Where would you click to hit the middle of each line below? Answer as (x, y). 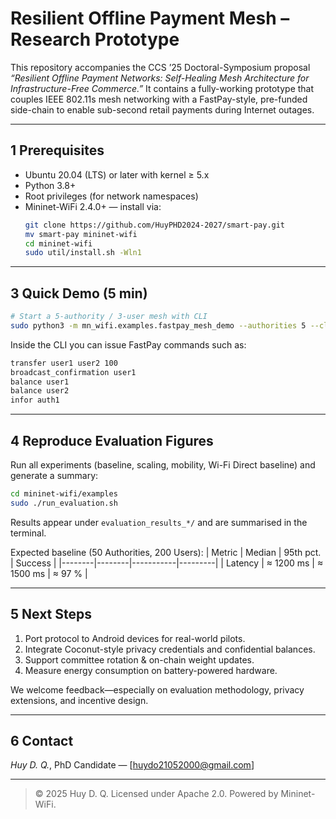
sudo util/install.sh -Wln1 (83, 253)
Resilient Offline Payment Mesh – (150, 18)
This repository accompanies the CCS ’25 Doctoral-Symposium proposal (160, 67)
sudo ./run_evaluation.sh (64, 503)
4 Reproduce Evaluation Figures (112, 440)
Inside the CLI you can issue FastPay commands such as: (128, 344)
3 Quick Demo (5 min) (79, 293)
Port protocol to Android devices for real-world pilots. (135, 638)
